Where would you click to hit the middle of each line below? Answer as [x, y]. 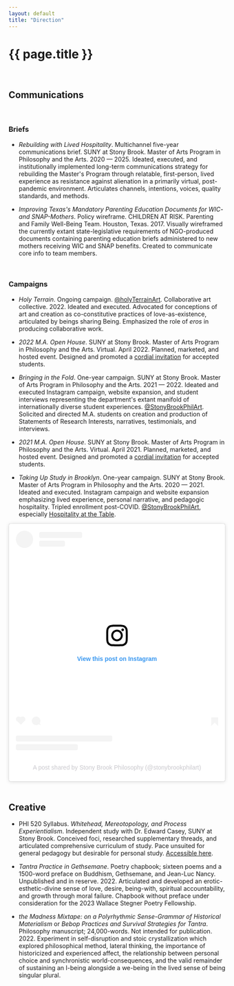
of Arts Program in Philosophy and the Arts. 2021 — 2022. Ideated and [118, 384]
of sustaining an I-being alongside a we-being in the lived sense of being [122, 968]
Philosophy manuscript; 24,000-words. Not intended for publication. [115, 931]
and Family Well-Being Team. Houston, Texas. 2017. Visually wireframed [120, 224]
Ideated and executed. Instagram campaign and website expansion [114, 492]
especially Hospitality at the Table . [67, 514]
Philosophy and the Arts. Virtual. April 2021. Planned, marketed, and [115, 449]
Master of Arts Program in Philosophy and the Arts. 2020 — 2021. [111, 484]
